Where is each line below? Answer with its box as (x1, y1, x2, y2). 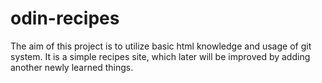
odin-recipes (10, 7, 120, 30)
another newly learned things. (10, 61, 134, 73)
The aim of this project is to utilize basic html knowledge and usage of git (10, 40, 312, 52)
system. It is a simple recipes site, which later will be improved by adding (10, 50, 311, 62)
